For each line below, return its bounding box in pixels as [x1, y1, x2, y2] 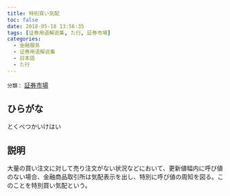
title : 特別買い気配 [7, 10, 60, 17]
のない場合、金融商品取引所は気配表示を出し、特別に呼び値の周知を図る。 [7, 173, 218, 181]
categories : [7, 36, 41, 43]
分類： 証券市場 [7, 80, 49, 89]
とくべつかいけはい [7, 122, 62, 131]
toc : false [7, 17, 38, 23]
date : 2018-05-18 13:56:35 [7, 23, 84, 30]
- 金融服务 [13, 42, 41, 49]
